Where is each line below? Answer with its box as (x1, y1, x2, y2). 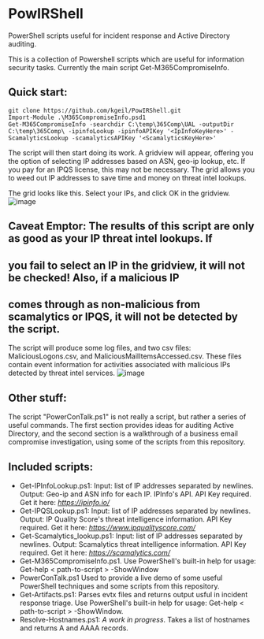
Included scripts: (8, 460, 94, 474)
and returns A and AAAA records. (19, 623, 128, 633)
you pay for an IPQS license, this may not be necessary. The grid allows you (8, 165, 255, 174)
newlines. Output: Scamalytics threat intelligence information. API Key (19, 539, 247, 548)
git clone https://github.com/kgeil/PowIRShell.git (8, 106, 181, 114)
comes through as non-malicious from (8, 297, 201, 311)
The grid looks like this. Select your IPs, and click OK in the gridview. (8, 188, 231, 198)
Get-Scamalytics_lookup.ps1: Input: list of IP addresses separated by (19, 531, 243, 541)
